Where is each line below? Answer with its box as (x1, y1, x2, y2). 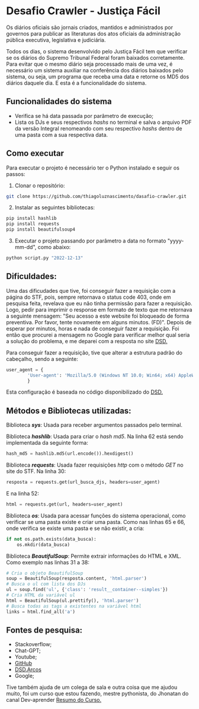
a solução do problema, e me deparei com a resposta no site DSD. (6, 337, 168, 344)
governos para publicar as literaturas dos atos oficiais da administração (6, 30, 181, 37)
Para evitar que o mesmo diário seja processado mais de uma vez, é (6, 60, 173, 68)
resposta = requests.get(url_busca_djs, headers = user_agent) (6, 479, 161, 486)
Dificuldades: (6, 272, 57, 282)
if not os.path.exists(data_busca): (6, 536, 97, 542)
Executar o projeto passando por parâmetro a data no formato (14, 237, 166, 244)
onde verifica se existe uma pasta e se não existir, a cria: (6, 525, 145, 532)
